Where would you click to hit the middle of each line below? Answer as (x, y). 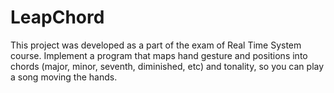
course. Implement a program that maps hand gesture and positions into (159, 55)
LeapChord (57, 17)
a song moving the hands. (64, 77)
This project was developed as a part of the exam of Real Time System (156, 45)
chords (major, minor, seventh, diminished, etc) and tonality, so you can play (167, 66)
